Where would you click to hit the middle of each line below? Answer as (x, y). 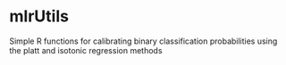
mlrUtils (39, 16)
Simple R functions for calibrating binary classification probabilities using (143, 41)
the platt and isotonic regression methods (86, 50)
